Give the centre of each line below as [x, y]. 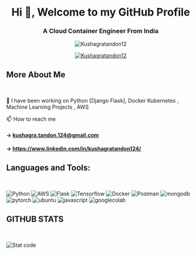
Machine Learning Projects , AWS [47, 107]
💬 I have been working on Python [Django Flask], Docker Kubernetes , [92, 101]
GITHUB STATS [35, 219]
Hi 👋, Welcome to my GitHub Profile [101, 12]
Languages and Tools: [49, 168]
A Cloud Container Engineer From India [101, 31]
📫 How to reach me [31, 119]
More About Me [36, 74]
